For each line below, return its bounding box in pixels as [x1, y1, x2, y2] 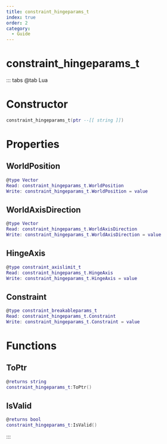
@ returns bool [6, 416, 42, 422]
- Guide [11, 31, 31, 37]
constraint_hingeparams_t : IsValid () [6, 422, 97, 428]
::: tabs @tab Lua [6, 77, 48, 84]
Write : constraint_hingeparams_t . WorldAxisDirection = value [6, 232, 162, 238]
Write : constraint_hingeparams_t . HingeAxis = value [6, 275, 137, 281]
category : [6, 25, 31, 32]
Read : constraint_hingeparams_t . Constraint [6, 314, 116, 320]
